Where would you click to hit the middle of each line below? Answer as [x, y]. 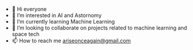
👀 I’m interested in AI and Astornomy [57, 15]
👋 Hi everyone [29, 9]
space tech [26, 34]
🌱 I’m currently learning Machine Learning [63, 21]
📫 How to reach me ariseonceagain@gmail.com [71, 41]
